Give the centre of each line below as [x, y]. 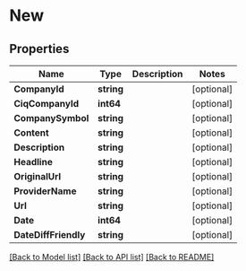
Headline [34, 162]
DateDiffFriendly [50, 235]
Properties [39, 49]
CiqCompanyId [46, 104]
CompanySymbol [51, 118]
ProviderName [45, 191]
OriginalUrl [38, 176]
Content [31, 133]
